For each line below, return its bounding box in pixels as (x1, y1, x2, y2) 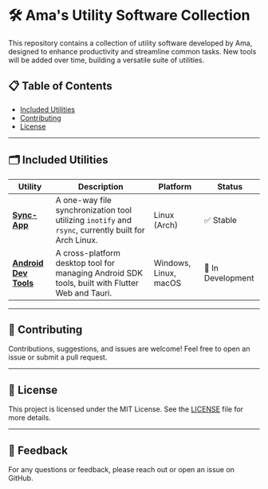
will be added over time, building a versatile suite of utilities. (8, 55, 205, 65)
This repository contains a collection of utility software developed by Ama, (8, 38, 253, 48)
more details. (8, 413, 52, 423)
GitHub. (8, 473, 33, 483)
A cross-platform (55, 247, 121, 258)
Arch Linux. (55, 234, 98, 245)
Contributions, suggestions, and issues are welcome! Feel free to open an (8, 344, 250, 354)
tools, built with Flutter (55, 277, 139, 288)
